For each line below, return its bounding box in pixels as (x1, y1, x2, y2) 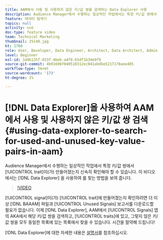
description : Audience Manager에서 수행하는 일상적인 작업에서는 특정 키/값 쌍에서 (5, 12, 157, 17)
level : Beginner (5, 52, 38, 58)
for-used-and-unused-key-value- (5, 135, 145, 147)
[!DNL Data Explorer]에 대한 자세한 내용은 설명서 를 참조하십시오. (5, 229, 128, 235)
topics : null (5, 21, 32, 26)
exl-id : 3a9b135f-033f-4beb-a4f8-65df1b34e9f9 (5, 57, 101, 62)
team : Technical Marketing (5, 35, 60, 40)
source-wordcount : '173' (5, 71, 55, 76)
